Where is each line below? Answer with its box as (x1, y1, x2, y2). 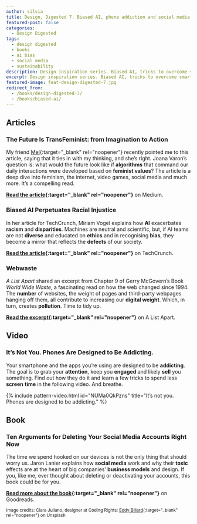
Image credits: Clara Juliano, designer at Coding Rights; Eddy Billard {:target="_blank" (6, 508, 178, 513)
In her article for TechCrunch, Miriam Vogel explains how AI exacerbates (6, 219, 182, 226)
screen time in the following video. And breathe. (6, 380, 123, 388)
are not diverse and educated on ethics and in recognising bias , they (6, 231, 174, 239)
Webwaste (6, 264, 38, 272)
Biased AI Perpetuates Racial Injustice (6, 206, 117, 214)
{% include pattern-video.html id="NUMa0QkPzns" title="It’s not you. (6, 392, 174, 399)
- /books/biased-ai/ (11, 96, 62, 102)
